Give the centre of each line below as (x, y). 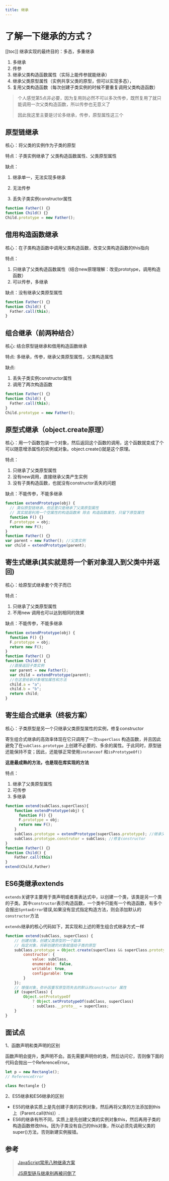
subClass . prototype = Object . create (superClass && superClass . (82, 950)
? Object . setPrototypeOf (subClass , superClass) (83, 1002)
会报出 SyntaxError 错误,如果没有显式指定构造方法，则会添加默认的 (73, 909)
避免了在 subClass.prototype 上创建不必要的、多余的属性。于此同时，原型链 (83, 745)
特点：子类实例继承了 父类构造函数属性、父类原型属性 (61, 156)
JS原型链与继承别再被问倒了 (47, 1173)
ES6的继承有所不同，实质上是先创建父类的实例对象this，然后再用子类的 (87, 1120)
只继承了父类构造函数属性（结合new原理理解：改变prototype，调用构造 (87, 269)
